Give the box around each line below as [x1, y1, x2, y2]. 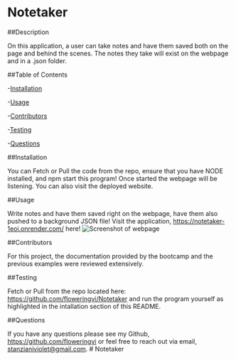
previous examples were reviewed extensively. [7, 259, 144, 268]
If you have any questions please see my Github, [7, 329, 150, 338]
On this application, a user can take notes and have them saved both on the [7, 41, 229, 50]
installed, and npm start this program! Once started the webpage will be [7, 174, 218, 182]
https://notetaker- [173, 217, 225, 225]
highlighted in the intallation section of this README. [7, 302, 161, 310]
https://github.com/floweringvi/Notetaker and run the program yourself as [7, 294, 224, 302]
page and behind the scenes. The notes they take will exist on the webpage [7, 49, 229, 58]
